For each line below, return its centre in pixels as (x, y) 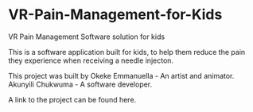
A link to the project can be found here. (72, 99)
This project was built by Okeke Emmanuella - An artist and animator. (121, 75)
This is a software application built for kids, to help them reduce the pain (127, 52)
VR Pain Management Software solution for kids (87, 37)
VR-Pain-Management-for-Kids (115, 15)
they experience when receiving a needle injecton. (91, 60)
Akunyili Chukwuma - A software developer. (80, 84)
